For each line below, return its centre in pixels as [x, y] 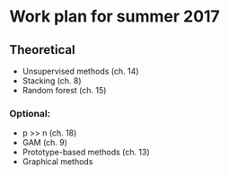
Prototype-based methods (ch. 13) [86, 152]
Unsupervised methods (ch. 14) [80, 71]
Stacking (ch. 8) [52, 81]
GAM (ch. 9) [45, 143]
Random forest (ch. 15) [64, 90]
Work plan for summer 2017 [114, 17]
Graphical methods [57, 162]
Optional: [30, 113]
